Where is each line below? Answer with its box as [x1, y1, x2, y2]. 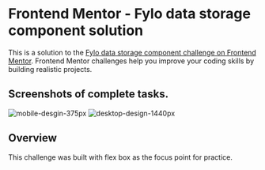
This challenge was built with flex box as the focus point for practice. [8, 152, 233, 162]
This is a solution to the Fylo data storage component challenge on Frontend [8, 47, 257, 57]
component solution [8, 21, 144, 40]
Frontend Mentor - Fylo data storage [8, 5, 252, 23]
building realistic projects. [8, 64, 93, 74]
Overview [8, 131, 58, 145]
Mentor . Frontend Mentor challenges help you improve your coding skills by [8, 56, 255, 66]
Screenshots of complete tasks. [8, 88, 168, 101]
